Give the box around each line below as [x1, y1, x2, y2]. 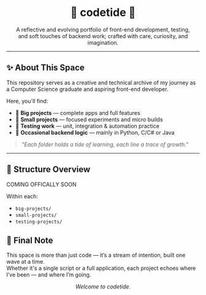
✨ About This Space [6, 63, 85, 73]
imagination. [87, 39, 119, 46]
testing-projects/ [15, 218, 63, 225]
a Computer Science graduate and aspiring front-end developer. [6, 85, 169, 93]
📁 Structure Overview [6, 164, 91, 175]
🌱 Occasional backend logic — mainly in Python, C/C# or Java [15, 128, 175, 136]
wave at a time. [6, 258, 45, 265]
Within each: [6, 192, 39, 200]
